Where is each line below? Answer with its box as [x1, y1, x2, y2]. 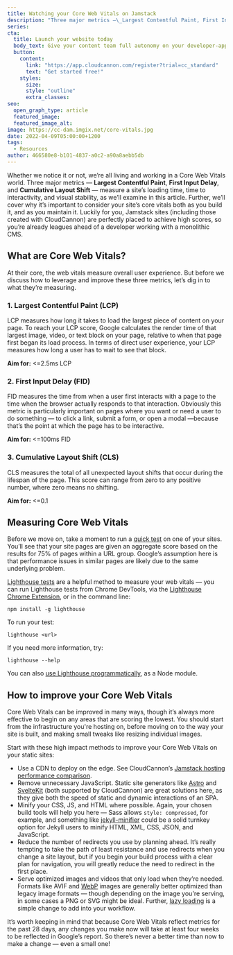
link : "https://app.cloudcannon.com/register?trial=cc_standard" [25, 62, 218, 69]
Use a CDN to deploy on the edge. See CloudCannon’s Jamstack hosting [17, 764, 225, 773]
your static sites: [7, 750, 55, 759]
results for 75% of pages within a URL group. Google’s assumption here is [7, 549, 218, 558]
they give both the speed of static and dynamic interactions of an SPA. [17, 793, 219, 802]
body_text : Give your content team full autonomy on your [13, 42, 185, 49]
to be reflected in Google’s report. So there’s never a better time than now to [7, 932, 225, 940]
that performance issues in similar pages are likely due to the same [7, 557, 199, 565]
